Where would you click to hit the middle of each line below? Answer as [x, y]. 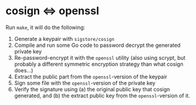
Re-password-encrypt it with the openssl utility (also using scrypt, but [100, 58]
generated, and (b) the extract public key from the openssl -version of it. [102, 96]
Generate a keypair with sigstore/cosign [64, 39]
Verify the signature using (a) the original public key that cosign [92, 89]
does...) [24, 70]
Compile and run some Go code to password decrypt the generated [97, 45]
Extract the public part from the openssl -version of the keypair [91, 77]
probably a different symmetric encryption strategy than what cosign [99, 64]
